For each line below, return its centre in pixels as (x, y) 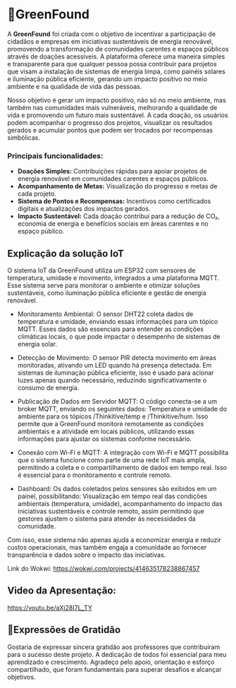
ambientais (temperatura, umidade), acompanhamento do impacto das (120, 504)
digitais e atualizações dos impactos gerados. (84, 209)
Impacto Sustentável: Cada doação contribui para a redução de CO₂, (118, 216)
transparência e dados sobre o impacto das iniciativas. (87, 555)
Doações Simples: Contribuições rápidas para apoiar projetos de (112, 171)
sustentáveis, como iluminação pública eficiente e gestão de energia (107, 293)
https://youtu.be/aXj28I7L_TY (50, 608)
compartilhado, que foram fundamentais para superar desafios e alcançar (114, 669)
